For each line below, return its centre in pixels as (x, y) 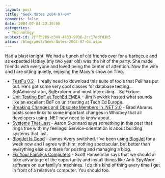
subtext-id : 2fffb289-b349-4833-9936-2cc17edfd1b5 (58, 37)
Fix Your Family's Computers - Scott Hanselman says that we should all (84, 154)
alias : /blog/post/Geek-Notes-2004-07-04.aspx (54, 42)
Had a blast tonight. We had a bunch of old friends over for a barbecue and (81, 56)
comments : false (22, 19)
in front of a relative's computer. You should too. (61, 170)
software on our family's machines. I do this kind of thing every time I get (86, 165)
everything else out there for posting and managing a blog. (72, 149)
